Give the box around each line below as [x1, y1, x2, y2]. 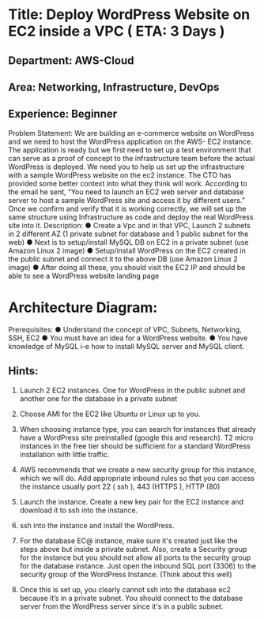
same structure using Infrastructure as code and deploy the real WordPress [8, 212, 254, 222]
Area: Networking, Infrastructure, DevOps [8, 81, 220, 94]
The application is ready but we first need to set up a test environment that [8, 144, 251, 155]
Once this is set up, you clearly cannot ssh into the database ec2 [19, 584, 232, 594]
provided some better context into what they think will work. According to [8, 178, 247, 188]
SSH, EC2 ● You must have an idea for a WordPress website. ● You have [8, 333, 248, 343]
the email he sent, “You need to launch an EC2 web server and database [8, 187, 244, 197]
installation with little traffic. [19, 449, 110, 459]
